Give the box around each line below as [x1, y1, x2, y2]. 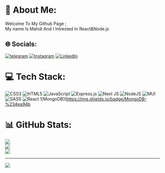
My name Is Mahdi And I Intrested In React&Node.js [5, 25, 110, 31]
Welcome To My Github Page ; [5, 21, 67, 26]
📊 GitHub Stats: [5, 119, 72, 130]
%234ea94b [5, 101, 31, 107]
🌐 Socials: [5, 40, 37, 49]
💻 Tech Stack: [5, 71, 66, 82]
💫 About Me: [5, 4, 57, 16]
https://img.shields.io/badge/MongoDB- [66, 96, 147, 102]
